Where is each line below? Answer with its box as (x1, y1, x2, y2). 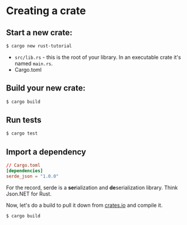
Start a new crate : (6, 28, 73, 38)
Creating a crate (6, 4, 86, 18)
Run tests (6, 115, 42, 125)
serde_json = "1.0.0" (6, 173, 59, 179)
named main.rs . (14, 60, 53, 67)
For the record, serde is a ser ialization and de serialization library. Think (6, 184, 178, 191)
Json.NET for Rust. (6, 190, 52, 197)
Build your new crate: (6, 83, 86, 93)
